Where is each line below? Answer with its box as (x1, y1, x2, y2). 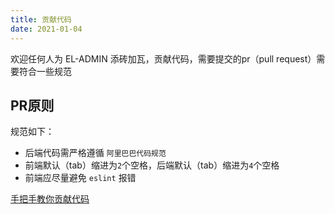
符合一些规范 (18, 65, 72, 77)
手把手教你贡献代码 (10, 193, 90, 205)
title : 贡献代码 (10, 14, 72, 25)
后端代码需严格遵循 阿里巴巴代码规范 (24, 147, 167, 159)
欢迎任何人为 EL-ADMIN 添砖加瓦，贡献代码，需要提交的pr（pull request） (10, 52, 317, 65)
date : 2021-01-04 (10, 24, 83, 34)
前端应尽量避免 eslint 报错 (24, 172, 137, 184)
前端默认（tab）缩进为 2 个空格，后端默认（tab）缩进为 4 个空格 (24, 159, 280, 171)
